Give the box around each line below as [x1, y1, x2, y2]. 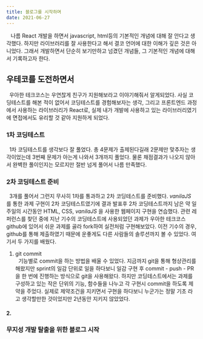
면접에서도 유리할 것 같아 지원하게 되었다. [12, 114, 110, 121]
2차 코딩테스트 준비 [6, 177, 59, 186]
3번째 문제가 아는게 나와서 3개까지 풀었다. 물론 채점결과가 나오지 [32, 153, 184, 161]
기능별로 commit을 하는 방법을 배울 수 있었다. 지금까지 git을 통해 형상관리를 [18, 257, 197, 264]
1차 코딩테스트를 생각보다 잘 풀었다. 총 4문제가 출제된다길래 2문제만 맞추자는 [8, 146, 190, 153]
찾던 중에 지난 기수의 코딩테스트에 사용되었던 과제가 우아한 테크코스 [27, 215, 186, 222]
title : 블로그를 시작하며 [6, 8, 62, 15]
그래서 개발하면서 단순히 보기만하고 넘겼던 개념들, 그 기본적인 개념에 [24, 47, 184, 55]
